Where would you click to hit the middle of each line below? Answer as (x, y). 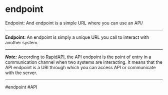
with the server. (21, 73)
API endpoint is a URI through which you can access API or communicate (80, 67)
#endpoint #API (21, 87)
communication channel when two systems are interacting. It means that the (84, 62)
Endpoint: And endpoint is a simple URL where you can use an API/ (74, 23)
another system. (22, 42)
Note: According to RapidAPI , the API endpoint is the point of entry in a (78, 57)
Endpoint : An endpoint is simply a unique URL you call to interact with (77, 37)
